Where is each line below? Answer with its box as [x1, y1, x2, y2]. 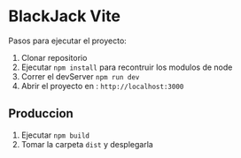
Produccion [8, 106, 74, 121]
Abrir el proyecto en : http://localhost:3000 [20, 80, 184, 91]
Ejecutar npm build [20, 130, 90, 140]
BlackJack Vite [8, 6, 121, 26]
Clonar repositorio [20, 52, 88, 63]
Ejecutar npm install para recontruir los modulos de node [20, 62, 233, 72]
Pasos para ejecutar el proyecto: [8, 35, 128, 46]
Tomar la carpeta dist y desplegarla [20, 139, 154, 149]
